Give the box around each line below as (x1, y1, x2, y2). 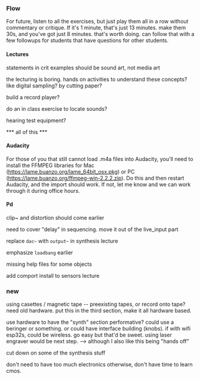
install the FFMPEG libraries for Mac (6, 162, 94, 169)
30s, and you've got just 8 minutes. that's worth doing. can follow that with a (6, 31, 195, 38)
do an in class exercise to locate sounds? (6, 105, 107, 112)
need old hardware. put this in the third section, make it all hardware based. (6, 307, 192, 314)
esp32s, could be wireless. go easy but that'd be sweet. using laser (6, 331, 172, 339)
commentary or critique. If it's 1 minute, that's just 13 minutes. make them (6, 24, 186, 31)
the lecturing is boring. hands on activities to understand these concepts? (6, 75, 187, 83)
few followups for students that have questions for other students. (6, 37, 169, 44)
